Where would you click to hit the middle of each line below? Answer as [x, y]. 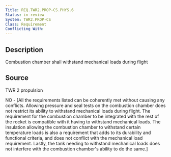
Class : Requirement [26, 24]
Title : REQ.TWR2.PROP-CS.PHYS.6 [39, 10]
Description [24, 50]
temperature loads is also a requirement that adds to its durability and [78, 133]
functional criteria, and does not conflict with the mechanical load [74, 138]
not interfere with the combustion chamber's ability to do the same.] [77, 149]
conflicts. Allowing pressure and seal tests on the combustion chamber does [85, 106]
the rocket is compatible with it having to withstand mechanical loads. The [83, 122]
